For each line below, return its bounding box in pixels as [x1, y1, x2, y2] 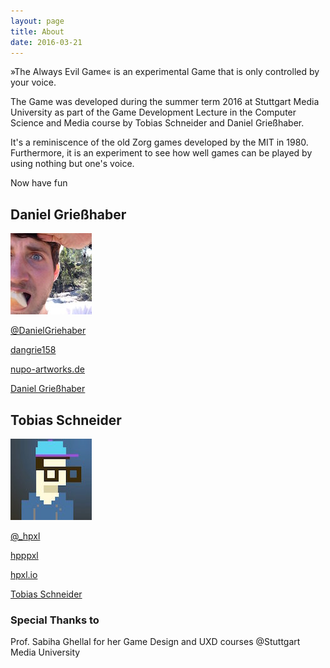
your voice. [10, 76, 57, 89]
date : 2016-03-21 [10, 37, 83, 47]
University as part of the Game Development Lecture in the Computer [10, 106, 297, 119]
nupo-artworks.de [10, 363, 86, 375]
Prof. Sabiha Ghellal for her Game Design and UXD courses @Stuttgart [10, 636, 301, 648]
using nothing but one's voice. [10, 158, 135, 170]
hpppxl [10, 550, 39, 561]
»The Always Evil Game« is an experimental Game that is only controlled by [10, 66, 320, 78]
